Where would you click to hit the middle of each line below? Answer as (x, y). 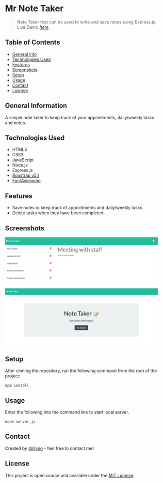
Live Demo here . (33, 27)
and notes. (16, 123)
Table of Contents (33, 43)
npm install (17, 386)
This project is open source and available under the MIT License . (70, 475)
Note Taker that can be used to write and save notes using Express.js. (87, 22)
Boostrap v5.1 (25, 175)
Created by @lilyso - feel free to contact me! (49, 448)
